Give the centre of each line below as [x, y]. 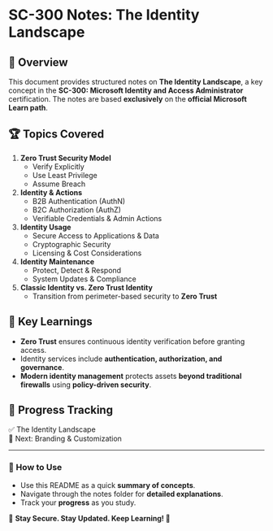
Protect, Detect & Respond [77, 270]
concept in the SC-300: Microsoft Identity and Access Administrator [126, 90]
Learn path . [28, 108]
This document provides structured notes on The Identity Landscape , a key [136, 82]
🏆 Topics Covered [56, 135]
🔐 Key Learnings [51, 322]
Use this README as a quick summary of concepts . [108, 485]
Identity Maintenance [57, 261]
